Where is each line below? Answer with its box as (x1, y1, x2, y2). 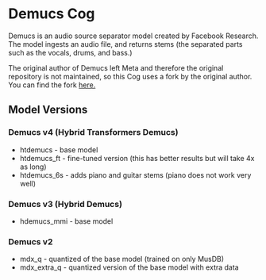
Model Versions (8, 103, 88, 117)
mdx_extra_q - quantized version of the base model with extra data (19, 263, 240, 272)
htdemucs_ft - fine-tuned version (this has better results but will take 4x (19, 153, 255, 163)
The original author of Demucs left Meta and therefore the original (8, 63, 224, 72)
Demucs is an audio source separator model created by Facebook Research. (8, 31, 259, 40)
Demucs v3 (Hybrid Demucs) (8, 198, 123, 209)
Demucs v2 (8, 236, 53, 247)
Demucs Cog (8, 5, 95, 23)
